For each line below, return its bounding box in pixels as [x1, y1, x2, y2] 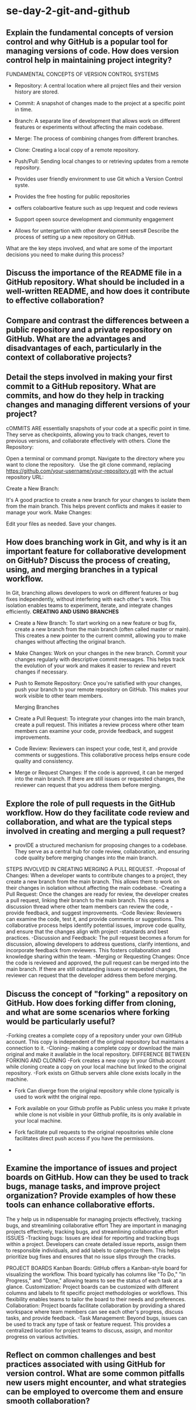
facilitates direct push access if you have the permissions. [14, 1135, 155, 1142]
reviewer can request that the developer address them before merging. [6, 972, 177, 979]
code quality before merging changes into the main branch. [14, 854, 158, 862]
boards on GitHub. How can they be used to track [6, 1173, 189, 1183]
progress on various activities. [6, 1333, 79, 1340]
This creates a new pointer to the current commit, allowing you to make [14, 632, 187, 639]
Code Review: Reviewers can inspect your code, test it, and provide [14, 745, 178, 752]
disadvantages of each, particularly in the [6, 343, 162, 353]
